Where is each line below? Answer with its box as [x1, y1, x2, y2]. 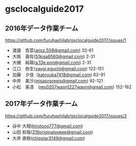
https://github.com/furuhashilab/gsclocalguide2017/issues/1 [5, 38, 126, 43]
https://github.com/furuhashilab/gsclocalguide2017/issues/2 [5, 113, 127, 119]
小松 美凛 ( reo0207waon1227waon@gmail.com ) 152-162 [12, 84, 132, 90]
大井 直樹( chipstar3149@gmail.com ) [12, 135, 86, 141]
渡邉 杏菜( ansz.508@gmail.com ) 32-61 [12, 47, 94, 53]
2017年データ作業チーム [5, 100, 78, 108]
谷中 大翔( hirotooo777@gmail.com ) [12, 123, 83, 129]
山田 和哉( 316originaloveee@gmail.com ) [12, 129, 93, 135]
